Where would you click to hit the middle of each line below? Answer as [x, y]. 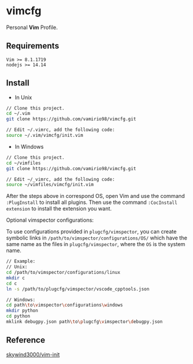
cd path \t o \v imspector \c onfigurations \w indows [65, 305]
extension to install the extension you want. [59, 209]
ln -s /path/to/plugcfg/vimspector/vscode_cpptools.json [78, 289]
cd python [18, 316]
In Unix [23, 97]
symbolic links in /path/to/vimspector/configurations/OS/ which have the [97, 238]
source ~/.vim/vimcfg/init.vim [45, 135]
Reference [26, 340]
